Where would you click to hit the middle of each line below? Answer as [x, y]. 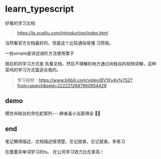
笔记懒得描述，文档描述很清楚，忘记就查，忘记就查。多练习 [65, 141]
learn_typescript [40, 9]
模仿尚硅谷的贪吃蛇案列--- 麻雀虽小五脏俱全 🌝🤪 [53, 113]
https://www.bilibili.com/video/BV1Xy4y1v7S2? [86, 80]
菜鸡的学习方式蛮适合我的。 [33, 70]
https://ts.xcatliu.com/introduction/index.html [63, 33]
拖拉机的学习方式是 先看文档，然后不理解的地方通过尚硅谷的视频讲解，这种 [81, 63]
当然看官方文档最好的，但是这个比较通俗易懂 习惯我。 [59, 43]
